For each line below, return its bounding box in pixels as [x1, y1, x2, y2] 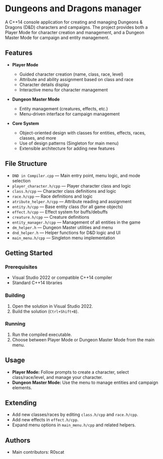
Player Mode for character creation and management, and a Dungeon [5, 29, 145, 35]
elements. [12, 384, 33, 391]
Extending [5, 399, 37, 407]
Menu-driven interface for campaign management [19, 111, 120, 117]
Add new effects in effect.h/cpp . [12, 417, 79, 423]
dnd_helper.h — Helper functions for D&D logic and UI [12, 229, 121, 235]
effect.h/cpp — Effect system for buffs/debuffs [12, 209, 108, 215]
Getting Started [5, 249, 53, 257]
